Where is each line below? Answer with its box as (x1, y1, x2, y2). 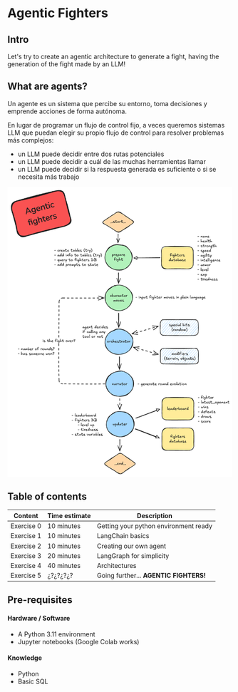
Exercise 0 (10, 522, 41, 530)
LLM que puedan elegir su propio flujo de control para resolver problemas (7, 128, 224, 137)
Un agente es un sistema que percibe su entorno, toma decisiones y (7, 99, 208, 108)
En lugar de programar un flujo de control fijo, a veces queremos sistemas (7, 120, 225, 129)
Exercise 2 (10, 542, 41, 550)
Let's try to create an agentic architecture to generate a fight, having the (7, 52, 219, 61)
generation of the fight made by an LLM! (7, 60, 126, 68)
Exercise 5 (10, 572, 41, 580)
